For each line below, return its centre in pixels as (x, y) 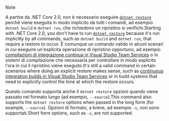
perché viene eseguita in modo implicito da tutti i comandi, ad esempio (79, 23)
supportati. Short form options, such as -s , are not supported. (69, 113)
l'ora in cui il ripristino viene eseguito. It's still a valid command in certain (80, 66)
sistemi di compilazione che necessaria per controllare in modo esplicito (81, 60)
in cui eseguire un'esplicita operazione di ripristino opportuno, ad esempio (83, 49)
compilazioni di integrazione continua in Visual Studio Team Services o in (82, 55)
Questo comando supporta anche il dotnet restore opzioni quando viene (82, 91)
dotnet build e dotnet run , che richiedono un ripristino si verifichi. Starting (83, 28)
